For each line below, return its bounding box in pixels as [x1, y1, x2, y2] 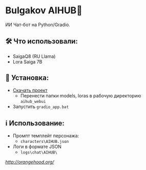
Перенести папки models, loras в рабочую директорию [20, 92, 141, 99]
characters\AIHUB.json [20, 139, 69, 144]
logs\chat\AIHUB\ [20, 150, 58, 155]
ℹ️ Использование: [5, 119, 65, 128]
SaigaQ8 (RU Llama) [12, 53, 56, 59]
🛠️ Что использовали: [5, 37, 78, 46]
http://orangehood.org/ [5, 159, 54, 165]
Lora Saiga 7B [12, 58, 43, 65]
